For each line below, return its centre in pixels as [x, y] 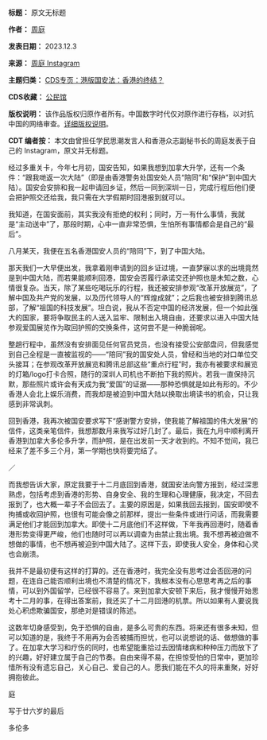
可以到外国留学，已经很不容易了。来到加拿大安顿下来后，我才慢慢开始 [137, 591]
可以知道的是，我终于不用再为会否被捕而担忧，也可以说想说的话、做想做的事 [133, 637]
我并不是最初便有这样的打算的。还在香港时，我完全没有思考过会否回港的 [126, 571]
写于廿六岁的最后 [36, 711]
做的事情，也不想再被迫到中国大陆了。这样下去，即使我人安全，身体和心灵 [137, 544]
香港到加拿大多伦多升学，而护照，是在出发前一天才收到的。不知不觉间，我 [130, 441]
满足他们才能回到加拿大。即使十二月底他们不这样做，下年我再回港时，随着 [130, 524]
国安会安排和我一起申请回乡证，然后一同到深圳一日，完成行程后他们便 [140, 187]
